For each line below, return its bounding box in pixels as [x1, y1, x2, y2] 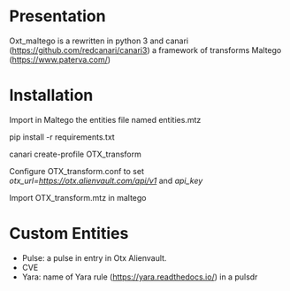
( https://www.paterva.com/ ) [9, 54, 111, 65]
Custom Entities [9, 224, 129, 244]
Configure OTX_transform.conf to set [9, 165, 144, 176]
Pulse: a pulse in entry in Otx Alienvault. [21, 252, 167, 263]
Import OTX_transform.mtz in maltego [9, 192, 148, 203]
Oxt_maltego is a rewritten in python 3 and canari [9, 35, 189, 46]
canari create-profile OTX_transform [9, 149, 141, 159]
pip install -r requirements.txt [9, 131, 115, 142]
